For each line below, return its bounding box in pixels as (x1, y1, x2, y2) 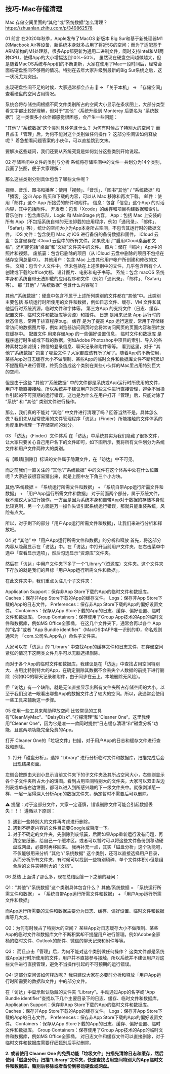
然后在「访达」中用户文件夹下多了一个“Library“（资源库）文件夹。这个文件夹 (5, 561, 163, 567)
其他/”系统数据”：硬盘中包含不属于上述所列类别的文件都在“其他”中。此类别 (5, 292, 161, 299)
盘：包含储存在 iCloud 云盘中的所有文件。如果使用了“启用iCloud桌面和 (5, 237, 152, 243)
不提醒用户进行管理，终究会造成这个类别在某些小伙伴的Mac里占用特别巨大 (5, 362, 161, 368)
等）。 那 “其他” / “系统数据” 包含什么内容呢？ (5, 282, 99, 288)
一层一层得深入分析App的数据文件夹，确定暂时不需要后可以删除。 (14, 790, 151, 797)
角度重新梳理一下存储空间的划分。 (5, 422, 76, 428)
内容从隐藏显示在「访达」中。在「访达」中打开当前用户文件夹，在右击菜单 (5, 543, 160, 549)
